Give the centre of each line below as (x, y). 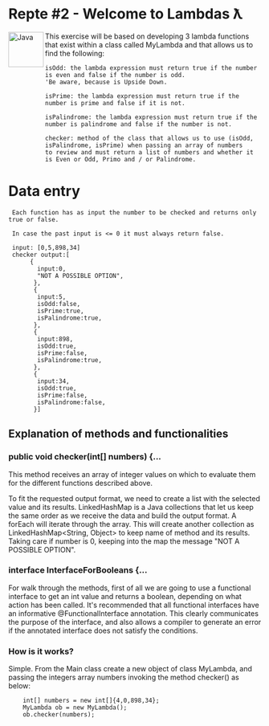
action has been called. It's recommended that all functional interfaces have (134, 605)
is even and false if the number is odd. (116, 75)
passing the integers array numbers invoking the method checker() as (124, 677)
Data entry (44, 192)
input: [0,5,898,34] (46, 247)
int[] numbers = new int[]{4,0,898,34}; (91, 701)
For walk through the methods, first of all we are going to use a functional (130, 588)
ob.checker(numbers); (59, 715)
